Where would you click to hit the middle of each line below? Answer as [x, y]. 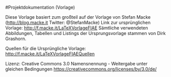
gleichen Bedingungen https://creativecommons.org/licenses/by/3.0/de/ [81, 69]
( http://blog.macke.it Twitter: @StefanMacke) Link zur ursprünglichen [78, 23]
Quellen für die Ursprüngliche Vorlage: [46, 48]
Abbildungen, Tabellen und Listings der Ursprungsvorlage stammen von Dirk [85, 33]
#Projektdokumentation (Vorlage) [40, 7]
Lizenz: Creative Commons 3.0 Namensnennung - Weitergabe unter [76, 64]
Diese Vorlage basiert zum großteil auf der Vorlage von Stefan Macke [78, 17]
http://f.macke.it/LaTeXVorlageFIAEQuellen [50, 54]
